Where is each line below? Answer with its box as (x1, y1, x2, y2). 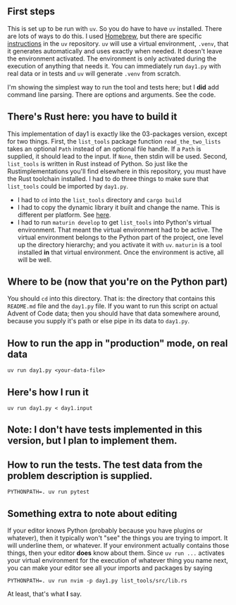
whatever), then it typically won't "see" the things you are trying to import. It (7, 534, 228, 542)
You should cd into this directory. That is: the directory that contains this (7, 294, 216, 303)
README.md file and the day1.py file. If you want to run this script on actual (7, 302, 218, 311)
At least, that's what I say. (7, 590, 82, 598)
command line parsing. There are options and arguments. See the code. (7, 90, 216, 99)
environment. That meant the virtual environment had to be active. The (17, 225, 223, 234)
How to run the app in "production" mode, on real (7, 337, 228, 349)
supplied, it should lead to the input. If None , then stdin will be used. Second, (7, 151, 228, 161)
